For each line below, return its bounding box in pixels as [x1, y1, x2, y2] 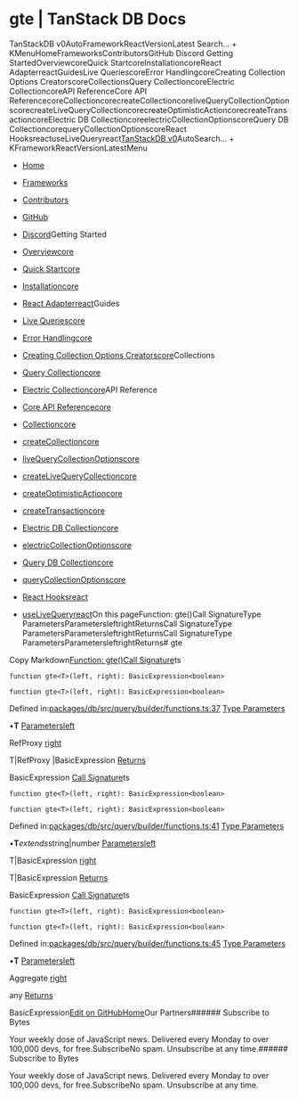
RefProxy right [9, 737, 62, 748]
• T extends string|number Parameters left [9, 838, 157, 849]
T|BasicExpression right [9, 855, 97, 865]
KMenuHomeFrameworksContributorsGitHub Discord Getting [9, 47, 234, 58]
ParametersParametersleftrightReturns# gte [21, 637, 183, 648]
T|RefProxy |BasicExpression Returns [9, 754, 147, 766]
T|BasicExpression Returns [9, 872, 109, 882]
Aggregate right [9, 972, 68, 983]
